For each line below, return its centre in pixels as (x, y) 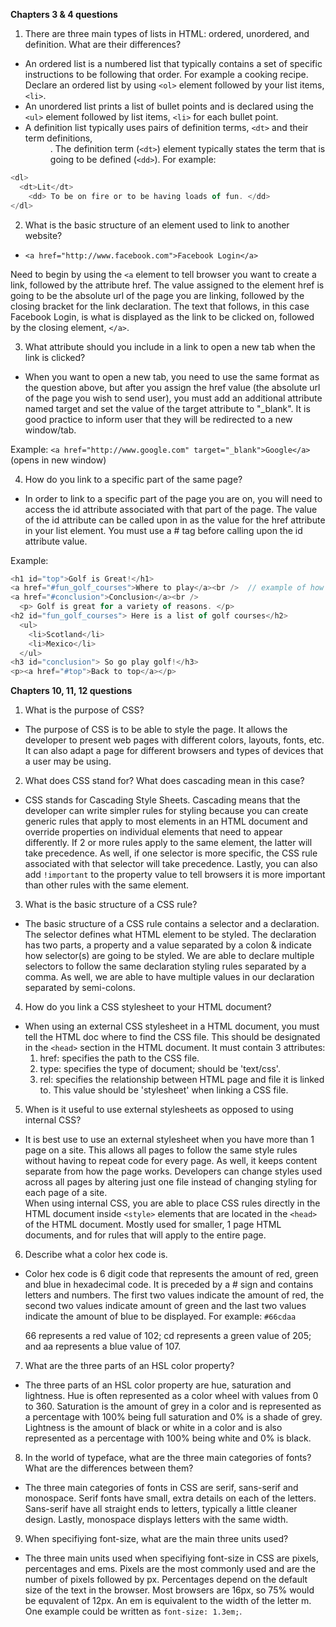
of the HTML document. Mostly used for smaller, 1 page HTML (153, 1225)
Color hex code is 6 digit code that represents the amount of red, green (171, 1274)
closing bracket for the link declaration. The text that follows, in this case (160, 306)
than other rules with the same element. (107, 885)
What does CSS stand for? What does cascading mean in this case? (164, 781)
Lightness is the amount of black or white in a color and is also (153, 1428)
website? (43, 235)
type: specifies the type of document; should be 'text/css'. (160, 1069)
